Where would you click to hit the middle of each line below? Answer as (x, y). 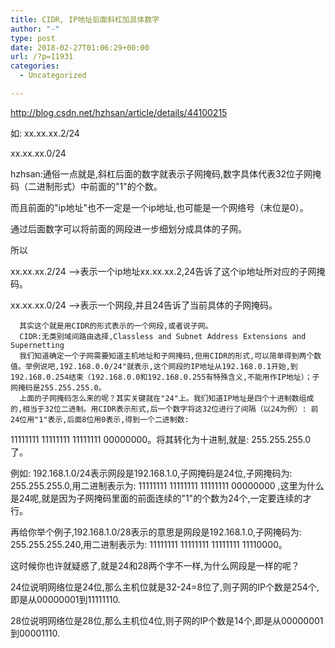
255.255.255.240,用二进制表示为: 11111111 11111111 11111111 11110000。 (149, 544)
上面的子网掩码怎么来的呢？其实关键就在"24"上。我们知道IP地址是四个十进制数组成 (167, 398)
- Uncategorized (53, 76)
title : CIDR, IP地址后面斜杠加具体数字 (85, 19)
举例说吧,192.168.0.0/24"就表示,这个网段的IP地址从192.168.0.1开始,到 (161, 366)
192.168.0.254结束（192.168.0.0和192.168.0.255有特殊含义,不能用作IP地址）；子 (165, 377)
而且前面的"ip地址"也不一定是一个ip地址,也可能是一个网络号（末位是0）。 (159, 207)
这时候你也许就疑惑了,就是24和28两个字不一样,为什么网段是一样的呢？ (155, 565)
